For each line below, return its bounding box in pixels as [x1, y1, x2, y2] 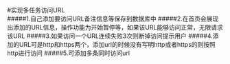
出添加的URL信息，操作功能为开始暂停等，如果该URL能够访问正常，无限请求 [7, 23, 223, 31]
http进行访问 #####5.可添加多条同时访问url [7, 49, 130, 57]
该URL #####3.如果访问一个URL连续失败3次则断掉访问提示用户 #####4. [7, 32, 213, 40]
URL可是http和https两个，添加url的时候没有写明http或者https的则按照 [19, 41, 216, 48]
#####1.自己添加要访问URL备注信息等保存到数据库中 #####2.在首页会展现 [7, 14, 219, 23]
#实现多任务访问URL [7, 6, 65, 14]
